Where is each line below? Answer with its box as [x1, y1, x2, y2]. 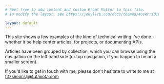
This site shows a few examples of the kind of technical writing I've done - [5, 34, 155, 40]
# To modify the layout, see [5, 12, 64, 17]
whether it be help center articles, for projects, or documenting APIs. [5, 39, 143, 45]
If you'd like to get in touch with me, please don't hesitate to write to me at [5, 68, 154, 74]
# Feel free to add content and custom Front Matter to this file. [5, 7, 145, 12]
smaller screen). [5, 59, 38, 65]
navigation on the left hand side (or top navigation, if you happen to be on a [5, 54, 157, 60]
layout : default [5, 21, 38, 25]
